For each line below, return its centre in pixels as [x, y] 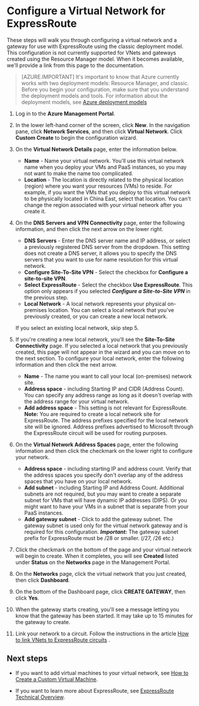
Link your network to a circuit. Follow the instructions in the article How [102, 633]
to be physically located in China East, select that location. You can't [107, 198]
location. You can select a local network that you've [111, 310]
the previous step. [46, 297]
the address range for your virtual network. [77, 401]
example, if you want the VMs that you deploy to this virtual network [107, 192]
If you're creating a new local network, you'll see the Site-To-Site [95, 339]
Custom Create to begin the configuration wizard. [76, 137]
